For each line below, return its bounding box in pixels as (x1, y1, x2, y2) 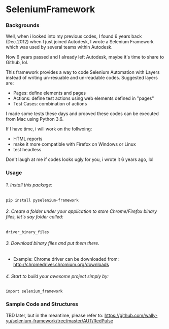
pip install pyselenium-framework (6, 198, 79, 203)
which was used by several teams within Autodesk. (6, 44, 113, 50)
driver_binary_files (6, 229, 50, 235)
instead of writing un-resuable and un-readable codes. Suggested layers (6, 75, 158, 81)
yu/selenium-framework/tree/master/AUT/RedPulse (6, 317, 114, 324)
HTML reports (13, 136, 43, 142)
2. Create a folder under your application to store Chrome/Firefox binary (6, 208, 157, 214)
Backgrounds (6, 22, 40, 29)
